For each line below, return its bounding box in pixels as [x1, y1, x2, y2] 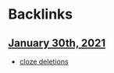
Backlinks [8, 5, 73, 23]
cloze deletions [19, 57, 69, 66]
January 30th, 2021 [8, 36, 106, 50]
